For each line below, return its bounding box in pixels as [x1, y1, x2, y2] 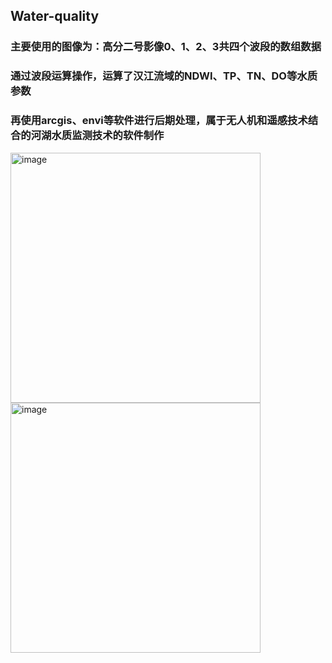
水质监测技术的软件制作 [51, 129, 165, 143]
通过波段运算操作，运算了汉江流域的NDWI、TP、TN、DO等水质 [10, 69, 318, 83]
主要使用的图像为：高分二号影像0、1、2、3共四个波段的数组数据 [10, 40, 322, 54]
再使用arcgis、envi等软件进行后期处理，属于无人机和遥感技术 [10, 114, 308, 128]
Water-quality [10, 8, 100, 25]
